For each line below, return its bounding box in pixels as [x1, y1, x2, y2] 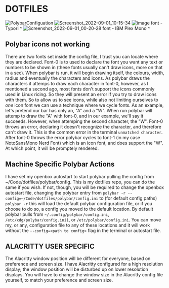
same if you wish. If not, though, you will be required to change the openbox [5, 184, 164, 190]
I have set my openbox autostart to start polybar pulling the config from [5, 173, 154, 179]
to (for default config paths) [99, 195, 157, 201]
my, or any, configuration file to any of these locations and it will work [5, 222, 150, 228]
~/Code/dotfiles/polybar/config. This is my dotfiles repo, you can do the [5, 179, 155, 185]
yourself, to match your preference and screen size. [5, 277, 113, 283]
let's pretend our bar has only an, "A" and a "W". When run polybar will [5, 107, 153, 113]
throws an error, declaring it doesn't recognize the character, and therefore [5, 123, 162, 130]
